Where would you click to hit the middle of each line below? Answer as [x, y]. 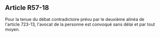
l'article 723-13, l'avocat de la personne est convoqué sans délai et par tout [80, 24]
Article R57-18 [27, 8]
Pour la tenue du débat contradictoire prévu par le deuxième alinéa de [75, 19]
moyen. [13, 29]
